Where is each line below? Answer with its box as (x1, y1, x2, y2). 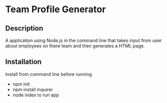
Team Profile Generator (5, 4, 106, 15)
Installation (5, 58, 42, 66)
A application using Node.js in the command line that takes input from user (5, 37, 162, 43)
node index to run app (12, 92, 60, 98)
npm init (12, 81, 30, 87)
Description (5, 24, 43, 33)
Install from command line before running (5, 71, 92, 77)
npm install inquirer (12, 86, 53, 92)
